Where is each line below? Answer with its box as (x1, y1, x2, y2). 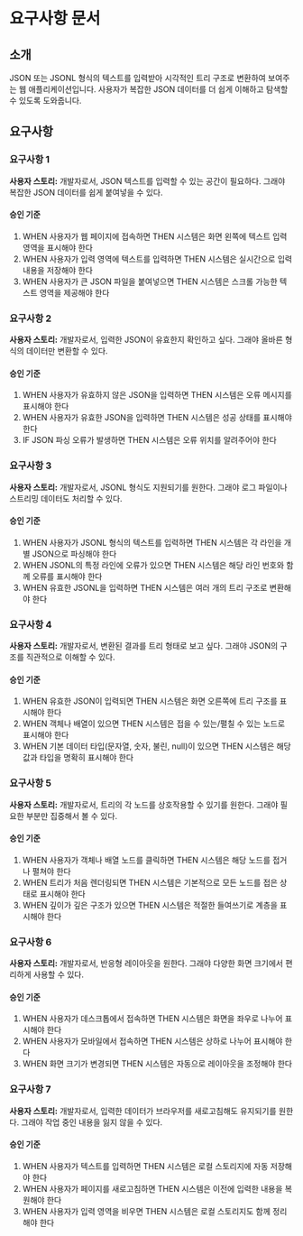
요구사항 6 (9, 936, 52, 948)
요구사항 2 (9, 312, 52, 325)
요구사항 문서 (9, 8, 101, 29)
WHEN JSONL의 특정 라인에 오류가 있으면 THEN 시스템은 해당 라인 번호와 (22, 559, 285, 570)
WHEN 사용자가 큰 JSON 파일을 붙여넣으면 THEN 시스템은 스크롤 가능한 (22, 276, 278, 287)
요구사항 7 (9, 1084, 51, 1096)
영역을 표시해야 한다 (22, 242, 93, 253)
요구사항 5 (9, 777, 52, 789)
